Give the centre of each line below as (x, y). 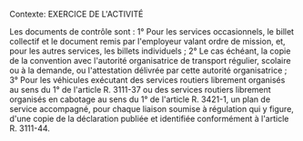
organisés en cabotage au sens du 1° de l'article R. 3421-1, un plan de (140, 99)
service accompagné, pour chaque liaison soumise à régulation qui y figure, (151, 109)
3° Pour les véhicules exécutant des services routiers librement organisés (147, 80)
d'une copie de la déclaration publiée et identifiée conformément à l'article (149, 119)
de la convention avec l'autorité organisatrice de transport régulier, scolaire (150, 60)
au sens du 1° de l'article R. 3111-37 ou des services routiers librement (140, 90)
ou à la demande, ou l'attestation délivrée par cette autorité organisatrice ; (148, 70)
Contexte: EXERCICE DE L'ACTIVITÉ (76, 14)
